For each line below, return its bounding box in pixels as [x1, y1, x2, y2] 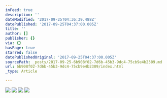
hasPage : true [5, 45, 36, 50]
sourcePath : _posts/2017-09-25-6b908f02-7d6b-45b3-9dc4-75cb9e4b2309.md [5, 59, 162, 64]
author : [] [5, 31, 28, 36]
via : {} [5, 41, 22, 46]
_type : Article [5, 69, 38, 74]
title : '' [5, 26, 26, 31]
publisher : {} [5, 36, 36, 41]
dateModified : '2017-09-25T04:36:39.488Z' [5, 17, 96, 22]
